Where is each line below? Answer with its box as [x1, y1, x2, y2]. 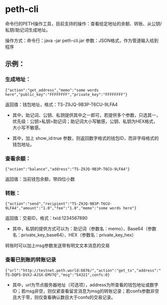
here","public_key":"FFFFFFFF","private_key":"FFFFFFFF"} [5, 92, 128, 97]
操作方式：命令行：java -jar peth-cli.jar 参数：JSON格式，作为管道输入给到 [5, 37, 159, 43]
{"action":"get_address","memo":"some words [5, 87, 99, 93]
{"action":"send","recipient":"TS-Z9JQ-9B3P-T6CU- [5, 201, 112, 207]
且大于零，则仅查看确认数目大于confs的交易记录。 [12, 294, 116, 300]
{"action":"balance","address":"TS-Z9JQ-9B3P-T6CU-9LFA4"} [5, 166, 130, 172]
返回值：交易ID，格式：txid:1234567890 [5, 215, 88, 221]
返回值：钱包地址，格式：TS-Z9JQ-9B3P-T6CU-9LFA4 [5, 101, 118, 107]
